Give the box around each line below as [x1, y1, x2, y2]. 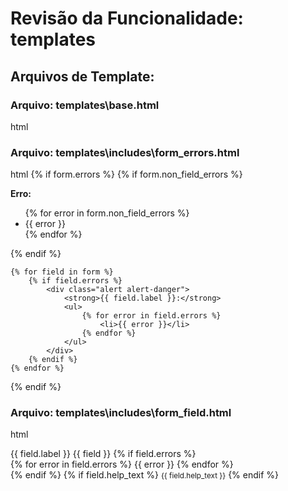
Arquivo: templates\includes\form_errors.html [10, 145, 240, 159]
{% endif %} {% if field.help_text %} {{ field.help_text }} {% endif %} [10, 469, 280, 481]
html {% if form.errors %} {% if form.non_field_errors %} [10, 168, 243, 181]
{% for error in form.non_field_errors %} [24, 207, 190, 219]
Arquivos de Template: [10, 68, 155, 85]
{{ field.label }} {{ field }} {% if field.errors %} [10, 448, 197, 460]
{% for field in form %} [10, 267, 114, 277]
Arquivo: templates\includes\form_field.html [10, 406, 232, 420]
